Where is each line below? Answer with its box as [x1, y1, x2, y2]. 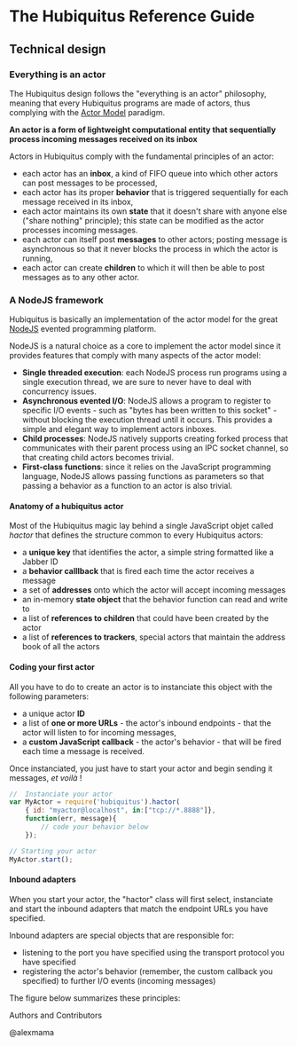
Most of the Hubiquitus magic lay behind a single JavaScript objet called [9, 521, 274, 531]
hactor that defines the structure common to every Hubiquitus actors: [9, 530, 263, 540]
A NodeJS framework [9, 294, 104, 306]
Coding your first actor [9, 661, 96, 672]
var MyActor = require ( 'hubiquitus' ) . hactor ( [9, 798, 180, 806]
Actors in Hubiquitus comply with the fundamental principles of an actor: [9, 151, 275, 161]
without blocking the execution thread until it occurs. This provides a [21, 414, 273, 425]
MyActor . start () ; [9, 854, 74, 864]
